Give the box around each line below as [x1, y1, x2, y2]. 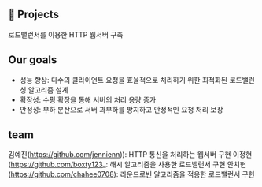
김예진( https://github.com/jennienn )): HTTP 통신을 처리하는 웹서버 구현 [8, 150, 231, 159]
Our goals [8, 53, 57, 67]
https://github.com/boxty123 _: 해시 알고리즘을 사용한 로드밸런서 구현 [10, 159, 226, 170]
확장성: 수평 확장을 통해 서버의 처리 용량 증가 [19, 95, 157, 104]
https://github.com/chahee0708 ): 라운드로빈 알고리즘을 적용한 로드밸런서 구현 [10, 170, 255, 179]
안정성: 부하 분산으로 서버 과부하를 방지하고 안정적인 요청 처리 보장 [19, 104, 223, 114]
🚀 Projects [8, 8, 60, 21]
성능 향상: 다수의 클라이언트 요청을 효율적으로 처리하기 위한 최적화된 [19, 75, 228, 84]
